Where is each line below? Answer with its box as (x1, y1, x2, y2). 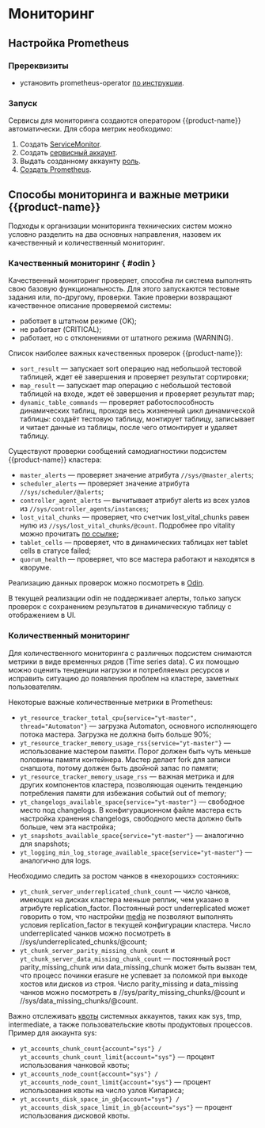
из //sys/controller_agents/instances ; (19, 504, 149, 513)
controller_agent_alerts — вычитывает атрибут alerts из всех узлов (19, 496, 251, 505)
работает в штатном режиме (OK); (19, 316, 137, 326)
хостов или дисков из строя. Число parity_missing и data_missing (19, 979, 239, 989)
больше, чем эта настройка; (19, 821, 116, 832)
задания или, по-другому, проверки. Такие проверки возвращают (8, 292, 233, 302)
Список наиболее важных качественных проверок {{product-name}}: (8, 349, 243, 358)
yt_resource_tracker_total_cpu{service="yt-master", (19, 714, 198, 722)
